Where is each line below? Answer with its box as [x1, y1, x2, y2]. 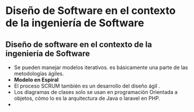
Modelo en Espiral [13, 77, 59, 83]
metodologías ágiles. [13, 70, 64, 77]
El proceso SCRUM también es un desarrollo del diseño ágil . [13, 82, 161, 89]
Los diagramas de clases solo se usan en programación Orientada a [13, 89, 178, 95]
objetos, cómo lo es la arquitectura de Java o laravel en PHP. [13, 95, 161, 102]
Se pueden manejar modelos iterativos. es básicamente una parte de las [13, 64, 188, 71]
